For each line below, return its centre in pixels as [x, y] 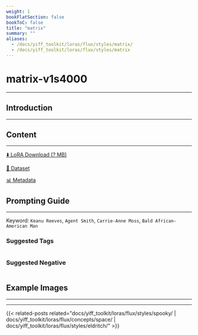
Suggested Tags [30, 241]
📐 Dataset [18, 168]
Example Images [37, 288]
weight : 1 [18, 11]
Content [22, 135]
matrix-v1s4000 [47, 79]
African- [166, 221]
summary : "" [21, 34]
